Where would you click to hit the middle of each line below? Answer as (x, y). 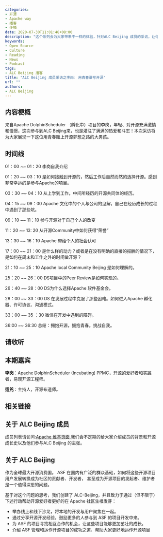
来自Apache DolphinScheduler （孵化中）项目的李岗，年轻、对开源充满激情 (81, 125)
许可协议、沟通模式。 (35, 305)
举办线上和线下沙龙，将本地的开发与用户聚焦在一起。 (65, 512)
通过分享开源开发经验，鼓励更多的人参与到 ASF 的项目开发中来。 (77, 518)
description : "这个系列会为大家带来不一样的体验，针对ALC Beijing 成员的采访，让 (80, 37)
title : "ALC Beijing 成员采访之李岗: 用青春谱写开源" (55, 77)
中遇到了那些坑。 (22, 210)
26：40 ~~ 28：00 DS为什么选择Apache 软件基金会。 (59, 288)
